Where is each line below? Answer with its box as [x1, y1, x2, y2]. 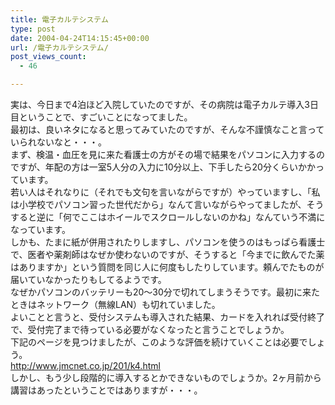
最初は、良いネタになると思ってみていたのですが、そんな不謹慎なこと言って [10, 124, 325, 135]
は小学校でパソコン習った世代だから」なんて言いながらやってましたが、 [10, 199, 307, 210]
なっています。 [10, 224, 71, 235]
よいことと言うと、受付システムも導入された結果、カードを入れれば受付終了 [10, 311, 326, 323]
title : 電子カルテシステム [10, 14, 109, 25]
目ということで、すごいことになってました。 [10, 111, 193, 123]
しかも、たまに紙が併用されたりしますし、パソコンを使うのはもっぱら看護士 [10, 236, 326, 248]
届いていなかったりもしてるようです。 [10, 274, 167, 285]
